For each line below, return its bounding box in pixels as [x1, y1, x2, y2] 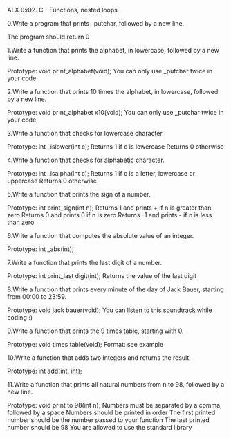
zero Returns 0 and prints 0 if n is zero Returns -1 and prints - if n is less [7, 211, 212, 219]
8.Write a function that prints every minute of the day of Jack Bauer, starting [7, 285, 225, 293]
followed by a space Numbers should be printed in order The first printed [7, 408, 216, 417]
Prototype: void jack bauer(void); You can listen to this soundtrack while [7, 306, 212, 314]
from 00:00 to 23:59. [7, 293, 67, 300]
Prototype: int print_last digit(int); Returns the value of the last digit [7, 272, 197, 280]
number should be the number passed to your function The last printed [7, 416, 210, 424]
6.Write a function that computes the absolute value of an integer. [7, 232, 194, 239]
